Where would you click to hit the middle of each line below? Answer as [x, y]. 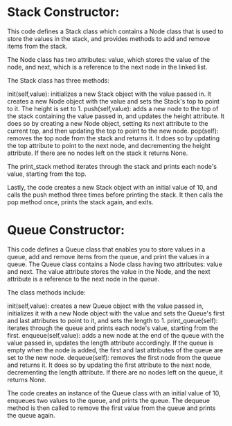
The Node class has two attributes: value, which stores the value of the [108, 59]
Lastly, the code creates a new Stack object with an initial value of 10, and [112, 187]
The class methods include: [47, 292]
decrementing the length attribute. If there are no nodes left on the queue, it [115, 372]
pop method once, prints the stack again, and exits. [80, 202]
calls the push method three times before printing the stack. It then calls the [115, 195]
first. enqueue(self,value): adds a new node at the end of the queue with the [116, 335]
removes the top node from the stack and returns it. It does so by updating [114, 138]
